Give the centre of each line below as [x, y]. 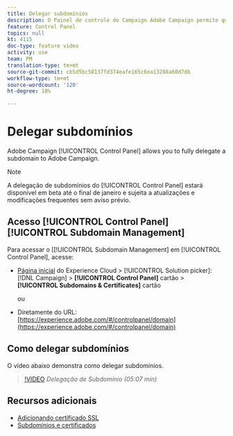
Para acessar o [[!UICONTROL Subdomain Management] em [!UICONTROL [114, 249]
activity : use [28, 53]
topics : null [26, 33]
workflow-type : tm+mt [38, 78]
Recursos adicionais [52, 401]
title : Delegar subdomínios [48, 14]
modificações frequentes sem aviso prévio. [69, 200]
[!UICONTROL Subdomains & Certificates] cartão [89, 285]
